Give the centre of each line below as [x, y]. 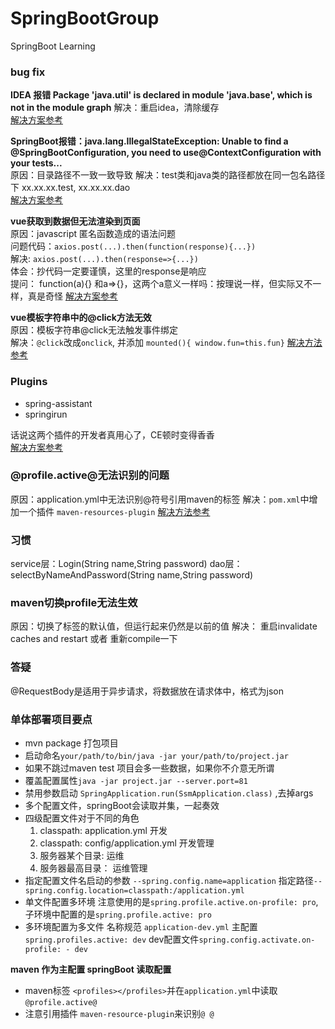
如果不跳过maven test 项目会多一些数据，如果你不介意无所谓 [149, 768]
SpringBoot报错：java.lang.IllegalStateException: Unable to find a [149, 141]
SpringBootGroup [85, 18]
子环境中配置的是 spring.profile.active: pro [118, 914]
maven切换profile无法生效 [74, 603]
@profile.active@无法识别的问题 [90, 475]
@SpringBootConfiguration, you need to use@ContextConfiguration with [166, 153]
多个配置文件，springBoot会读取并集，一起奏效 [122, 806]
